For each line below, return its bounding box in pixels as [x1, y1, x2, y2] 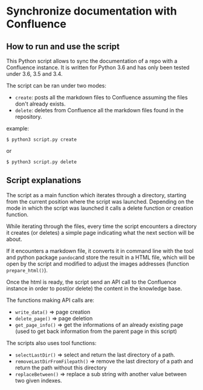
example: [6, 125, 29, 132]
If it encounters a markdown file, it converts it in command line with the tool [6, 247, 194, 254]
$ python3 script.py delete [6, 159, 77, 165]
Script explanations [6, 175, 82, 186]
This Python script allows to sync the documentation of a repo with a [6, 58, 178, 64]
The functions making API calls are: [6, 296, 95, 304]
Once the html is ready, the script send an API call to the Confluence [6, 278, 176, 286]
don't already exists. [14, 100, 66, 107]
